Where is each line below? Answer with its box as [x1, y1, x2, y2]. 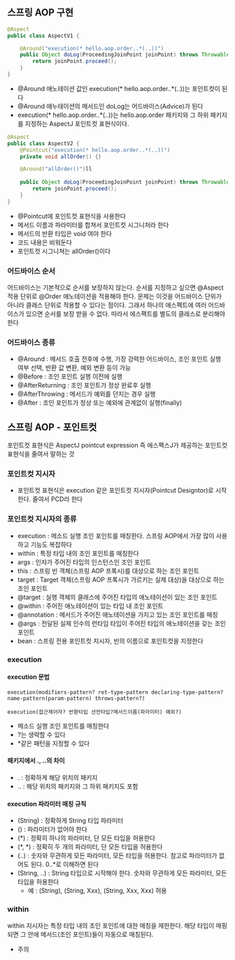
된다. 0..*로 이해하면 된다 [30, 860, 99, 869]
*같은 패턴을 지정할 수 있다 [17, 739, 90, 748]
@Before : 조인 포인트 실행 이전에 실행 [17, 372, 123, 380]
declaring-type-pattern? [151, 689, 224, 696]
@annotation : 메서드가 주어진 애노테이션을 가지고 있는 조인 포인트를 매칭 [17, 610, 218, 619]
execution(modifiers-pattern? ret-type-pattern [7, 689, 149, 696]
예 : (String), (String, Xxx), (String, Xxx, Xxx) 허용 [27, 886, 167, 895]
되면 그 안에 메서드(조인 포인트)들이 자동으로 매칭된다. [7, 930, 154, 938]
